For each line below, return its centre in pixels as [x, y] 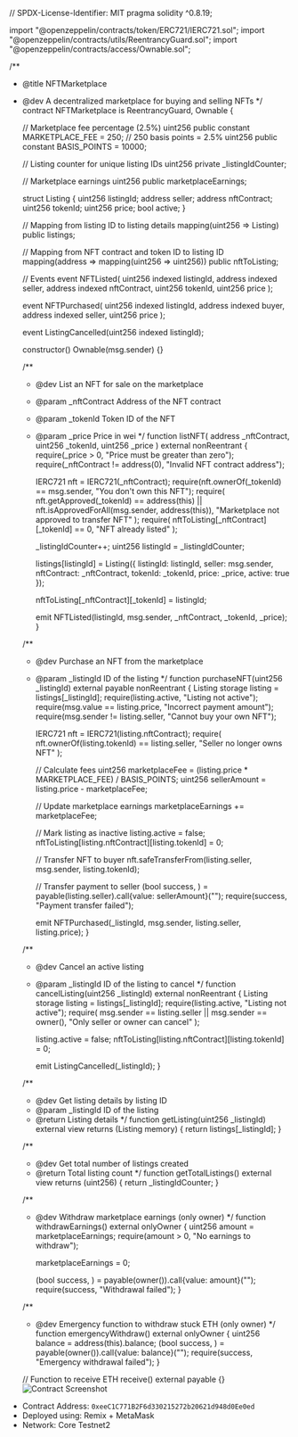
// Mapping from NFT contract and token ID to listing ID [123, 252]
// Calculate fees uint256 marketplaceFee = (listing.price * [142, 770]
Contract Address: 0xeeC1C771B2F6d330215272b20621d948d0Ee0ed [138, 1406]
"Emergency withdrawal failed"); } [97, 1362]
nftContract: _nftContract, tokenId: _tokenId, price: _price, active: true [162, 573]
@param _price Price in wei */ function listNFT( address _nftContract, [162, 436]
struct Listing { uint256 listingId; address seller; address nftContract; [147, 198]
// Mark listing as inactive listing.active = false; [121, 833]
